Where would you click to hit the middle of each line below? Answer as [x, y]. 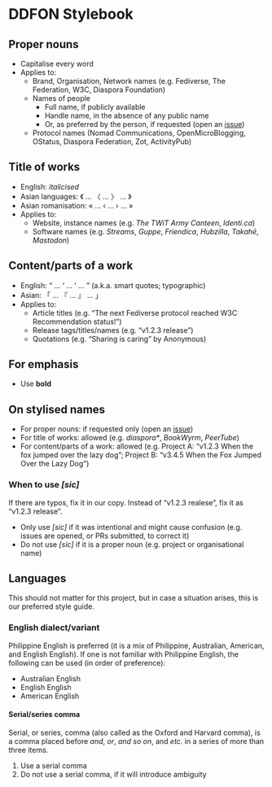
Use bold [35, 384]
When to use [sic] [44, 485]
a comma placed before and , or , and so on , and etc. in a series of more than [136, 741]
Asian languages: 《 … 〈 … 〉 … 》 [76, 196]
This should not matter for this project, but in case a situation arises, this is [134, 598]
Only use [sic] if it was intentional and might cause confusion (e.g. [131, 527]
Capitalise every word [57, 63]
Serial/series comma [44, 715]
